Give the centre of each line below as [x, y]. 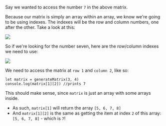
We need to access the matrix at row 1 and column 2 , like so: [67, 70]
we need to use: [22, 51]
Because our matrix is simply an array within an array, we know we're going [83, 17]
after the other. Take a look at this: [40, 27]
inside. [12, 98]
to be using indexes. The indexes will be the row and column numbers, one [82, 22]
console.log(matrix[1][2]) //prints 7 [45, 84]
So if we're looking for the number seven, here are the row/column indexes [82, 46]
